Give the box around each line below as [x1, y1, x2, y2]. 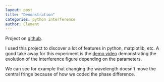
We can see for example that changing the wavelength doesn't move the [5, 66, 156, 72]
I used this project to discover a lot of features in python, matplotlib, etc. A [5, 45, 159, 51]
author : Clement [5, 21, 39, 27]
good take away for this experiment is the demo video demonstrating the [5, 51, 156, 57]
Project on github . [5, 35, 42, 42]
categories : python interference [5, 17, 76, 22]
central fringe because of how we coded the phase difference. [5, 71, 135, 77]
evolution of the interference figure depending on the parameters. [5, 56, 142, 62]
